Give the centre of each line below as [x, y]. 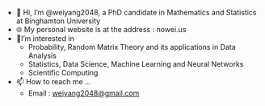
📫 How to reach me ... [53, 82]
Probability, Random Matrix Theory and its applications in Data [132, 47]
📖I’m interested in [45, 39]
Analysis [42, 55]
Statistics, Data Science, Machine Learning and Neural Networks [136, 64]
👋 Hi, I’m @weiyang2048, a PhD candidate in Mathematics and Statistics [136, 12]
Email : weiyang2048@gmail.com [84, 93]
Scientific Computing [63, 73]
